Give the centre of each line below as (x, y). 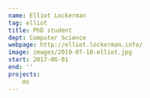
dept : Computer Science (47, 38)
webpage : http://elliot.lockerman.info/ (76, 45)
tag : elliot (28, 23)
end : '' (21, 67)
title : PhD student (40, 30)
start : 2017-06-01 (38, 60)
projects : (24, 74)
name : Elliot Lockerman (47, 15)
